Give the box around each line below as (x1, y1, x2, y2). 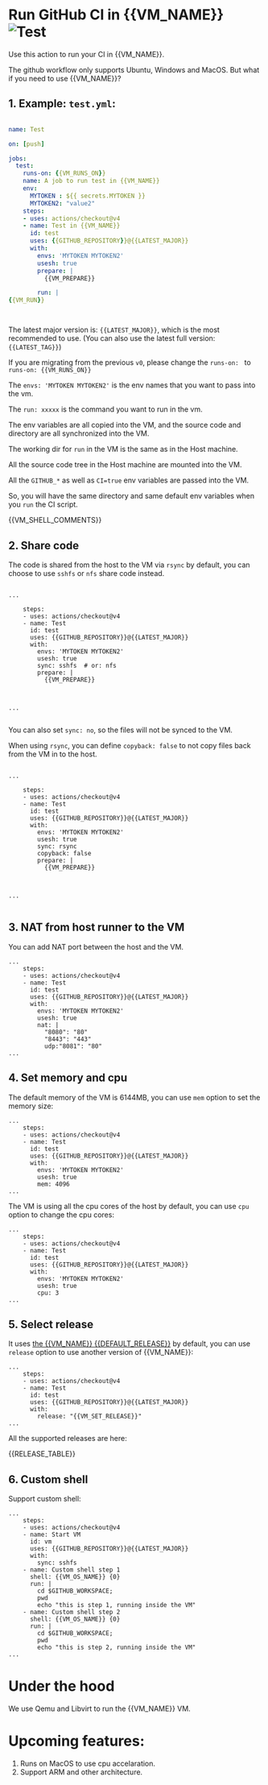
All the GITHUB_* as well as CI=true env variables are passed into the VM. (8, 475, 249, 485)
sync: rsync (37, 842, 78, 851)
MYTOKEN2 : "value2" (29, 199, 95, 207)
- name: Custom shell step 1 (23, 1566, 121, 1574)
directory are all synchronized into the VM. (8, 429, 150, 438)
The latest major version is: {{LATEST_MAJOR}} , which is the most (8, 325, 220, 335)
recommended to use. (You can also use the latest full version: (8, 333, 216, 343)
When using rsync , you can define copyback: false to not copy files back (8, 740, 251, 750)
